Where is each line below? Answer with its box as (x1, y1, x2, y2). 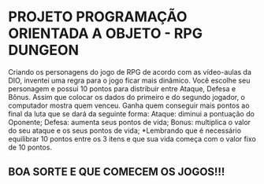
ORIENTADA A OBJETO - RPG (8, 24, 203, 42)
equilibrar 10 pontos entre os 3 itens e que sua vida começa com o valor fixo (8, 134, 256, 143)
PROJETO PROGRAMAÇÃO (8, 8, 188, 26)
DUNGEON (8, 42, 79, 59)
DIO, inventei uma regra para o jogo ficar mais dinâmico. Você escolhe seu (8, 75, 251, 85)
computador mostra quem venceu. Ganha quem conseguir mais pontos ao (8, 101, 250, 110)
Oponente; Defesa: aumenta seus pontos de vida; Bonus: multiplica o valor (8, 117, 251, 127)
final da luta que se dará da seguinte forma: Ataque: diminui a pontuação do (8, 109, 255, 118)
